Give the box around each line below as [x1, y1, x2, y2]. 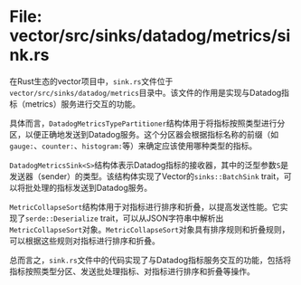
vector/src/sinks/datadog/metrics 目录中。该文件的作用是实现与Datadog [9, 87, 282, 98]
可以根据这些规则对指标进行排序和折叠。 [9, 235, 160, 246]
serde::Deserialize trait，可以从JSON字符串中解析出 [25, 213, 224, 223]
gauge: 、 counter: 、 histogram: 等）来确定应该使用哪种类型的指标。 [9, 140, 258, 151]
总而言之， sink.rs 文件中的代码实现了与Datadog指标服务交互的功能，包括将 [9, 254, 292, 265]
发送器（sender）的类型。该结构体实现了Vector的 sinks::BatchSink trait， [9, 170, 285, 182]
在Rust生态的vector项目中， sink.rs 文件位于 [9, 75, 174, 87]
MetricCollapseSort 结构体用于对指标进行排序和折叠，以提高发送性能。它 [9, 201, 280, 212]
